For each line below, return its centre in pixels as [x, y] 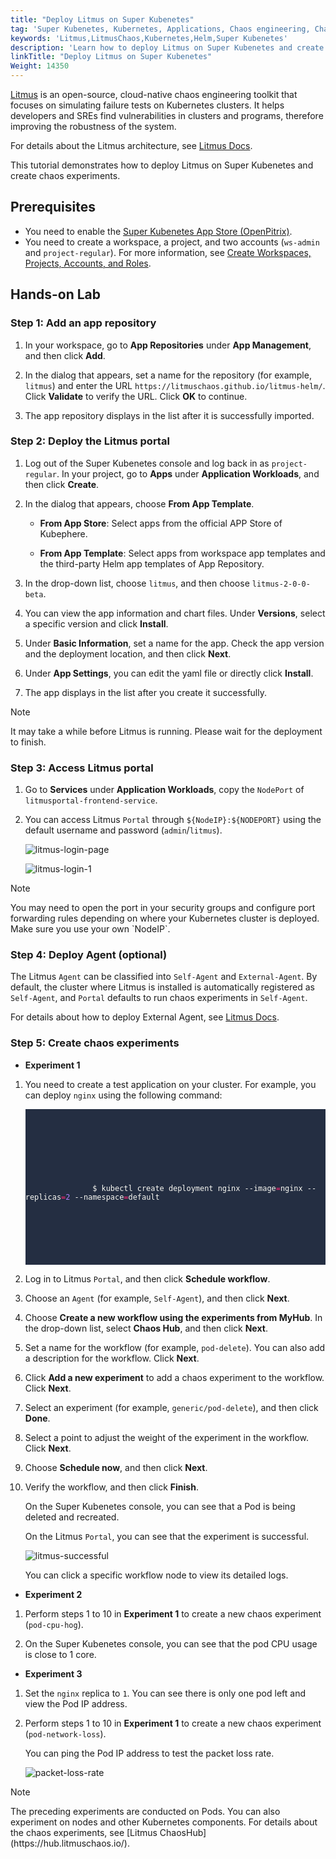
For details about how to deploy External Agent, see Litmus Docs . [145, 1017]
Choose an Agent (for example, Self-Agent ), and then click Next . [157, 1298]
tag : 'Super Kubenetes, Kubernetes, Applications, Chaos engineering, [160, 29]
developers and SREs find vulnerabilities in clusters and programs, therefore [167, 115]
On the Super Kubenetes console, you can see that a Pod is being [160, 1507]
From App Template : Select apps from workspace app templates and [182, 553]
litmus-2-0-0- [281, 584]
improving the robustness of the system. [93, 126]
